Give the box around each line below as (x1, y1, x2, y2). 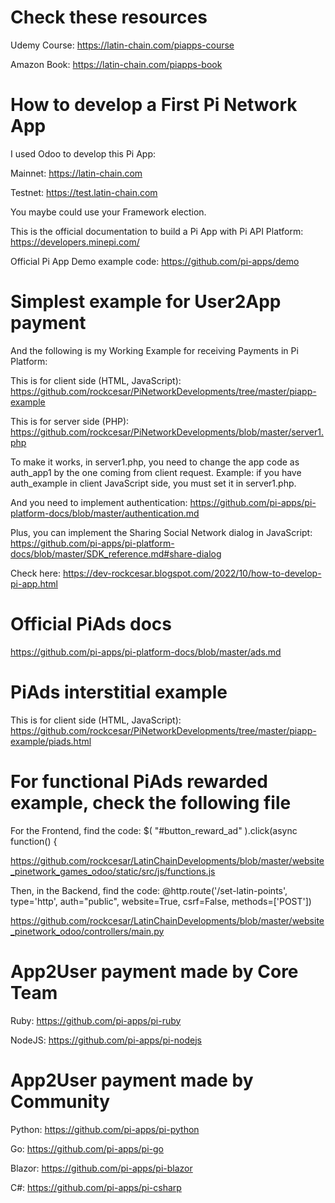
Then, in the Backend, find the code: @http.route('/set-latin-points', (10, 884, 288, 896)
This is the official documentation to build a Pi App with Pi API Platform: (10, 225, 304, 237)
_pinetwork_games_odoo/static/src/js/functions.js (10, 865, 216, 877)
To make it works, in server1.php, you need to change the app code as (10, 456, 300, 468)
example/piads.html (10, 735, 92, 747)
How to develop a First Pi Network (10, 94, 298, 116)
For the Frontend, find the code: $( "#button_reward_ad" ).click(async (10, 824, 298, 836)
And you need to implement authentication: (10, 496, 188, 508)
